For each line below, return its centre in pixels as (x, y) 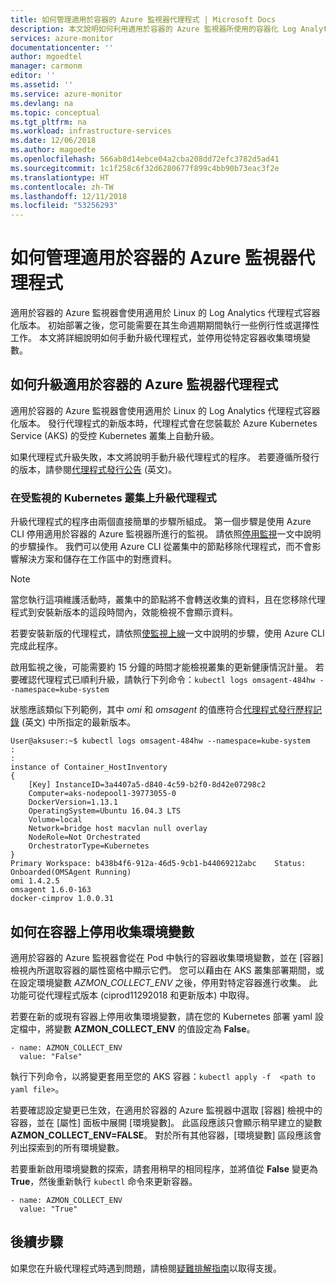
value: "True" (48, 1209)
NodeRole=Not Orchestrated (84, 837)
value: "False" (51, 1056)
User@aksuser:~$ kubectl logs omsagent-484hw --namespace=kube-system (160, 741)
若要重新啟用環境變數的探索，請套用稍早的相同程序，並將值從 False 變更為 (164, 1168)
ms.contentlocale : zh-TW (62, 187)
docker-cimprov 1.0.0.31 (62, 899)
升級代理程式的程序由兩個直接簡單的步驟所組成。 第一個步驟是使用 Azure (161, 522)
